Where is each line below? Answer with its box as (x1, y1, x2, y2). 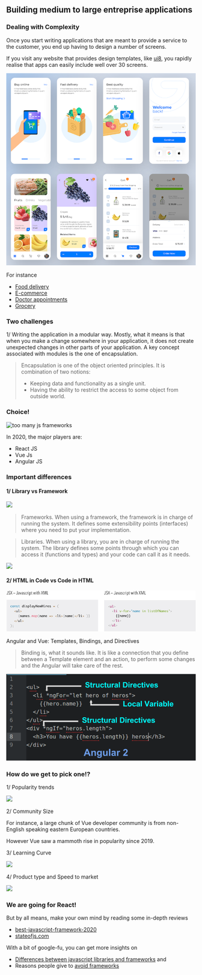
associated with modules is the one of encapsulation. (6, 350, 138, 357)
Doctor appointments (14, 295, 68, 303)
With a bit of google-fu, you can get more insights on (6, 944, 138, 951)
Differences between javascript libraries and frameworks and (14, 956, 167, 963)
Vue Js (14, 451, 33, 459)
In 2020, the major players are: (6, 433, 82, 440)
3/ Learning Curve (6, 849, 52, 856)
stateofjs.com (14, 932, 49, 939)
